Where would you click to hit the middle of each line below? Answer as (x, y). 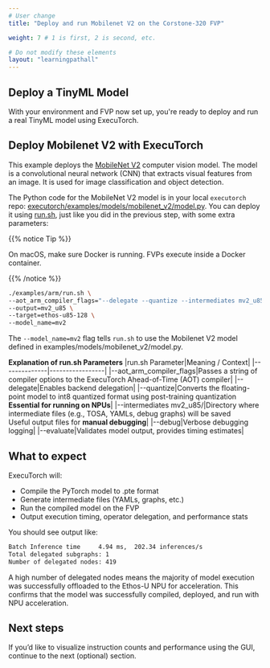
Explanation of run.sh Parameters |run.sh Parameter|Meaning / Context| (129, 363)
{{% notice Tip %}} (40, 239)
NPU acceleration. (39, 603)
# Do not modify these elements (62, 52)
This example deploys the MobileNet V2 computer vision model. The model (133, 165)
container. (25, 263)
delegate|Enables (37, 388)
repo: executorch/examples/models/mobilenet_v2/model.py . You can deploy (134, 206)
